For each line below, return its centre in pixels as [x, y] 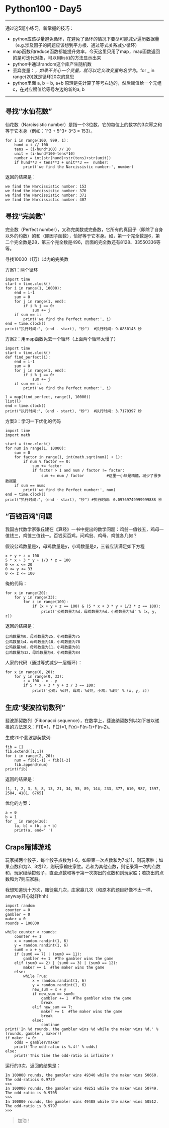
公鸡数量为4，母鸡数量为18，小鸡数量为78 [43, 642]
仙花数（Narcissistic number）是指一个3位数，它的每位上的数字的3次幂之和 [84, 125]
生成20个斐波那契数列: [28, 738]
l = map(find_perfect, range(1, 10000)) [48, 397]
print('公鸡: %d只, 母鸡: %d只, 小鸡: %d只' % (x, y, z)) [91, 691]
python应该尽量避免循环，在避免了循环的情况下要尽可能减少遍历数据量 [86, 39]
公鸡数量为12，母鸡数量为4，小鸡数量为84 [43, 653]
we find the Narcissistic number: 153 [46, 186]
